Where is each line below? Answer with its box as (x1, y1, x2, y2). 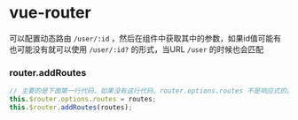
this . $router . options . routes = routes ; (9, 95, 157, 104)
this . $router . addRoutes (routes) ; (9, 102, 133, 112)
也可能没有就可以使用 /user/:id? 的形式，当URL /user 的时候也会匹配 (9, 43, 264, 55)
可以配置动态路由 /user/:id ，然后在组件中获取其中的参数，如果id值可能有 (9, 33, 282, 43)
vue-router (9, 3, 91, 23)
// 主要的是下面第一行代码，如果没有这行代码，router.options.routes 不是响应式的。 (9, 86, 294, 95)
